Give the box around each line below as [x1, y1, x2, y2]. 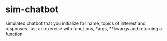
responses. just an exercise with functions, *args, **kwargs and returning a [5, 25, 162, 31]
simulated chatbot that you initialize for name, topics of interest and [5, 20, 146, 26]
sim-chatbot [5, 4, 59, 15]
